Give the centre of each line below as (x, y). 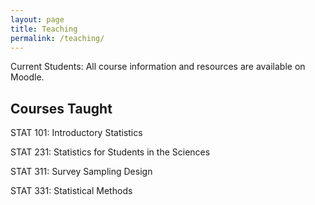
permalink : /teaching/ (57, 38)
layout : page (37, 19)
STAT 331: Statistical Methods (71, 191)
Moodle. (27, 77)
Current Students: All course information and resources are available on (158, 67)
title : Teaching (44, 29)
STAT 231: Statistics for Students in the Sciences (110, 152)
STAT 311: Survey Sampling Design (81, 172)
